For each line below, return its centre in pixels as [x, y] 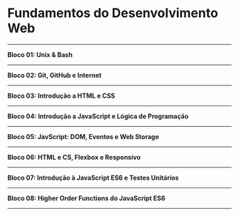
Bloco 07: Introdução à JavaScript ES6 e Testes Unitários [93, 178]
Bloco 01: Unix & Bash [40, 54]
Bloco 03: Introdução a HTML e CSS [61, 96]
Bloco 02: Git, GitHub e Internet [54, 75]
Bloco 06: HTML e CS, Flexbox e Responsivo [74, 157]
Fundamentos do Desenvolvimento [113, 13]
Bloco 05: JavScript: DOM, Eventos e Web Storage [83, 136]
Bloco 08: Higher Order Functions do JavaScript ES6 [86, 198]
